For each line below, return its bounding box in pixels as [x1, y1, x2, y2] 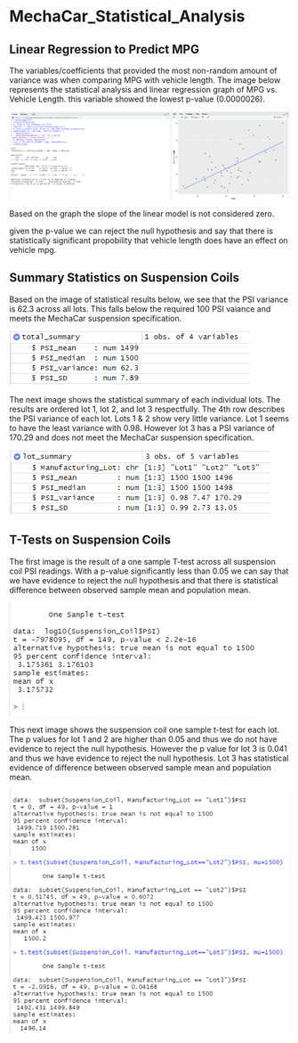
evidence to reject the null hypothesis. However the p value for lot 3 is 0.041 [9, 743, 287, 754]
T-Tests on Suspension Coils [9, 533, 172, 548]
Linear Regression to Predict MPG [9, 42, 200, 57]
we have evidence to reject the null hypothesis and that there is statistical [9, 574, 278, 585]
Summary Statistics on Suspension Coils [9, 270, 240, 286]
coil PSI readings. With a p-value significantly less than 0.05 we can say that [9, 566, 289, 576]
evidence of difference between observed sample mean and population [9, 762, 271, 772]
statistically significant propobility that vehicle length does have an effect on [9, 234, 289, 246]
